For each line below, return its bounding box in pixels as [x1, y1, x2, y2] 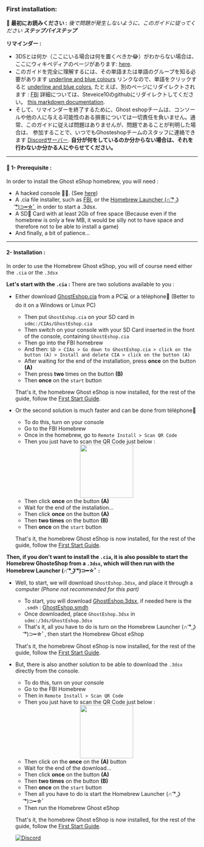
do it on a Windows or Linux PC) [15, 301, 96, 309]
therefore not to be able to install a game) [15, 222, 119, 230]
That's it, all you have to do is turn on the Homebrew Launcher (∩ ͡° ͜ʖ [24, 623, 196, 630]
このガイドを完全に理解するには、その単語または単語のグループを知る [15, 68, 191, 75]
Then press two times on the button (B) [24, 370, 123, 377]
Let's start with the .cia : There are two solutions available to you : [6, 280, 175, 287]
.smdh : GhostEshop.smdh [24, 603, 89, 611]
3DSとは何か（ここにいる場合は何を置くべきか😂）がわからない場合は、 [15, 53, 197, 60]
